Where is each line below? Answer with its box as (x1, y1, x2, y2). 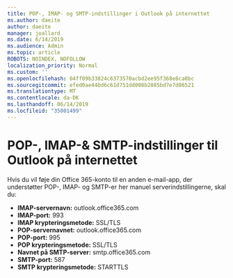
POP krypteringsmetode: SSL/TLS (17, 240, 118, 249)
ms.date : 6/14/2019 (7, 36, 64, 43)
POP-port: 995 (17, 233, 61, 241)
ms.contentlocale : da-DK (7, 95, 79, 102)
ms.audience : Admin (7, 43, 64, 49)
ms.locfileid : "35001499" (7, 107, 82, 114)
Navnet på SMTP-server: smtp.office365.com (17, 248, 151, 256)
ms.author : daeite (7, 17, 61, 24)
